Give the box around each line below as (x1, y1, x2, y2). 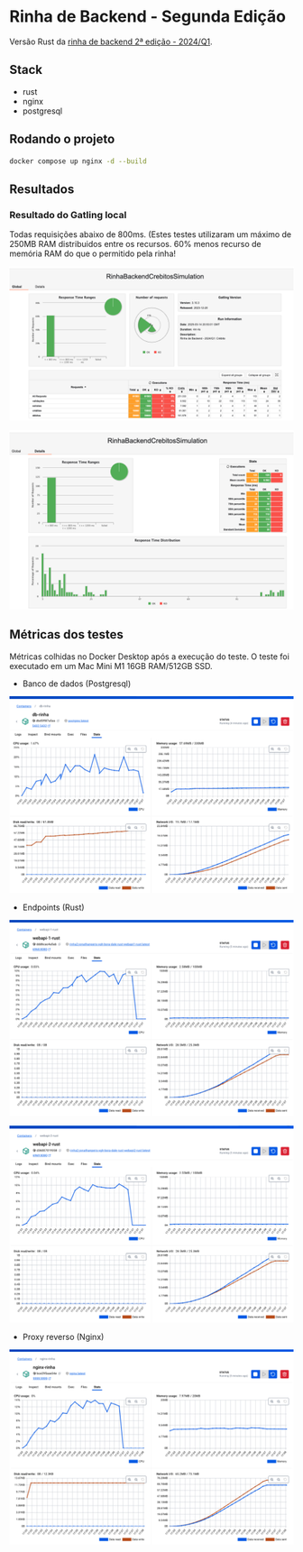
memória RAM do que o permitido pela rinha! (9, 248, 177, 259)
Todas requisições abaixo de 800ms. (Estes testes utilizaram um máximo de (9, 229, 292, 240)
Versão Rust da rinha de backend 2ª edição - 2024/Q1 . (9, 36, 214, 47)
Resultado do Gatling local (9, 208, 127, 221)
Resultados (9, 181, 75, 197)
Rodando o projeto (9, 132, 115, 147)
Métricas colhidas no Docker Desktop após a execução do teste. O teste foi (9, 651, 290, 662)
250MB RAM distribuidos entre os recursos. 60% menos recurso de (9, 239, 262, 250)
